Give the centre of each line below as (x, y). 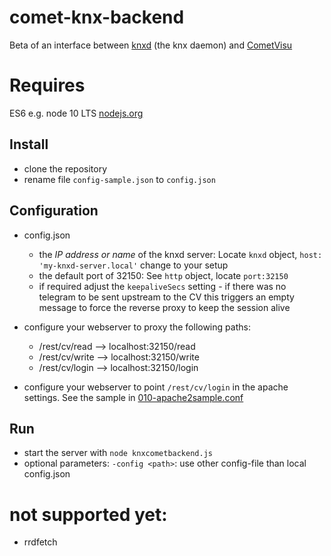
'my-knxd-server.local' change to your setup (133, 265)
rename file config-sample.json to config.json (119, 179)
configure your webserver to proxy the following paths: (137, 327)
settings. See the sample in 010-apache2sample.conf (133, 397)
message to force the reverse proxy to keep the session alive (164, 307)
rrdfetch (40, 542)
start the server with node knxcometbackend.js (118, 453)
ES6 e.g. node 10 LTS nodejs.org (76, 113)
